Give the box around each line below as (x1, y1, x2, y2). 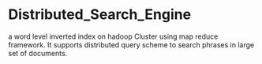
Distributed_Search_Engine (8, 6, 192, 24)
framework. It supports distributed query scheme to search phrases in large (8, 40, 255, 49)
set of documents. (8, 48, 68, 58)
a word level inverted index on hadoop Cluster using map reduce (8, 32, 219, 41)
